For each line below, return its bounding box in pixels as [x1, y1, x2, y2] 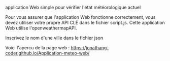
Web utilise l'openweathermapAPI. [5, 25, 77, 31]
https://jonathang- [71, 45, 109, 50]
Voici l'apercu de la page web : [5, 45, 70, 50]
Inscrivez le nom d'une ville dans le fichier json [5, 35, 103, 41]
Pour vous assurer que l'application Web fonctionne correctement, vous [5, 14, 156, 20]
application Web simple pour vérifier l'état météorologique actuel [5, 5, 141, 10]
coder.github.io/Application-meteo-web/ [5, 50, 90, 56]
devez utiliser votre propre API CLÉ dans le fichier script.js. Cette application [5, 20, 165, 25]
